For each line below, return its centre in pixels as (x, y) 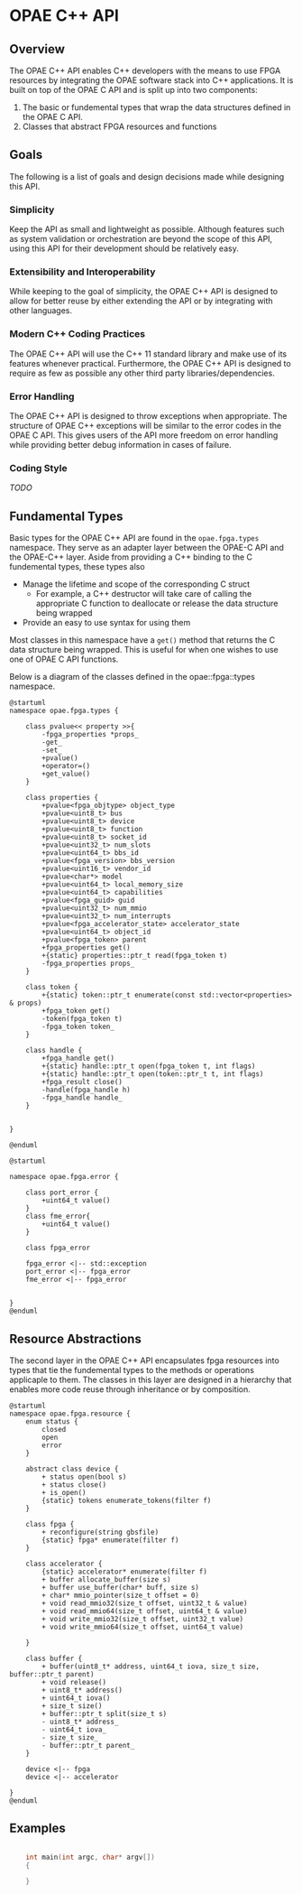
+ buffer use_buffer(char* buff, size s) (121, 1587)
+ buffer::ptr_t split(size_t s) (105, 1713)
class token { (52, 988)
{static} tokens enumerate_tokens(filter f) (127, 1500)
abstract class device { (72, 1469)
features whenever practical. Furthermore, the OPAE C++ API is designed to (150, 363)
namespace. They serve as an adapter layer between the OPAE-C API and (146, 548)
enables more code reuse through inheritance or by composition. (130, 1389)
